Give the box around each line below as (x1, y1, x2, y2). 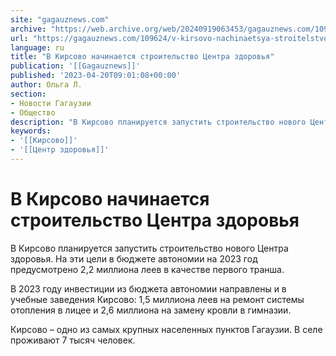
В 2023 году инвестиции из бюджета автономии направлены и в (10, 282, 287, 295)
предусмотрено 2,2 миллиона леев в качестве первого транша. (10, 263, 285, 275)
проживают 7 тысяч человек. (10, 334, 136, 346)
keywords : (10, 126, 52, 136)
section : (10, 89, 47, 99)
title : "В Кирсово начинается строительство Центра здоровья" (10, 52, 275, 62)
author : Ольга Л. (10, 80, 83, 90)
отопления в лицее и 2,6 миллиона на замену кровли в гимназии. (10, 304, 292, 316)
